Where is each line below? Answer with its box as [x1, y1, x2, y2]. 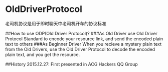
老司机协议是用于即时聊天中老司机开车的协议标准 [5, 20, 106, 26]
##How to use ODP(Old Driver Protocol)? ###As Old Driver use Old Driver [5, 30, 158, 36]
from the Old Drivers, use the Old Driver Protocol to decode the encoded [5, 46, 155, 52]
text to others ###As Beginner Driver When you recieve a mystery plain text [5, 41, 162, 47]
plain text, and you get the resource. [5, 51, 80, 58]
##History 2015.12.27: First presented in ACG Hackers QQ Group [5, 61, 138, 67]
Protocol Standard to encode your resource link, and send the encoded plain [5, 36, 163, 42]
